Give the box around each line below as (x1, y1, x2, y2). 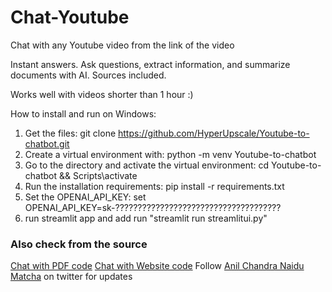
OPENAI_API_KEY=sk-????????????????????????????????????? (24, 201, 282, 213)
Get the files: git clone (24, 127, 117, 139)
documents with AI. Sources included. (10, 69, 167, 81)
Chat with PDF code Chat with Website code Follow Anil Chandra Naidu (10, 260, 305, 272)
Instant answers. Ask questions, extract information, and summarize (10, 58, 291, 70)
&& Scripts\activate (58, 169, 138, 181)
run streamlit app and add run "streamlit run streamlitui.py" (24, 212, 268, 224)
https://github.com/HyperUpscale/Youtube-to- (118, 127, 310, 139)
